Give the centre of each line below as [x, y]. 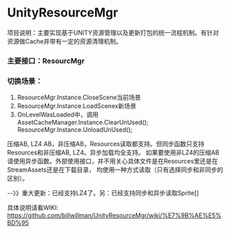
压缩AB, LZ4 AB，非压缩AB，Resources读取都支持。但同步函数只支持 [106, 144]
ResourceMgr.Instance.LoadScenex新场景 [76, 106]
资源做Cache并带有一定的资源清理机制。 [65, 41]
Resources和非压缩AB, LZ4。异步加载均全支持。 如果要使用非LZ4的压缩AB [113, 152]
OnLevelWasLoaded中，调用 [57, 114]
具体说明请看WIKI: [33, 207]
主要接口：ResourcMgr [46, 61]
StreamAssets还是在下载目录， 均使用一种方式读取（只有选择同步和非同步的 [115, 170]
